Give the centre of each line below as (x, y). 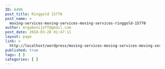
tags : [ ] (15, 55)
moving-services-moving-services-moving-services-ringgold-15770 (78, 23)
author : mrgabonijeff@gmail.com (38, 28)
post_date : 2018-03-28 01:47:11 (38, 32)
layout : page (18, 37)
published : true (22, 50)
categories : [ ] (22, 59)
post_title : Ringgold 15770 (34, 14)
